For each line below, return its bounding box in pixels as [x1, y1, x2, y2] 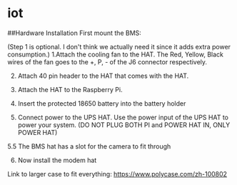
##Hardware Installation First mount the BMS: [7, 29, 141, 37]
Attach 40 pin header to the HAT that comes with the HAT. [17, 71, 189, 80]
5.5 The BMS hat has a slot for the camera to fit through [7, 141, 171, 151]
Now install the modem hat [17, 156, 97, 164]
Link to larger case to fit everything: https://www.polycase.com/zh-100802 [7, 169, 227, 178]
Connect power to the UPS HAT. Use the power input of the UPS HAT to [17, 113, 228, 121]
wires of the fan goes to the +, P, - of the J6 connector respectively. [7, 57, 208, 66]
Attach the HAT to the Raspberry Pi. [17, 85, 123, 94]
